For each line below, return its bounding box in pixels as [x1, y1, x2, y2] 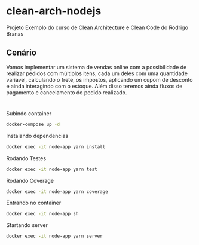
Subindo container [6, 109, 52, 117]
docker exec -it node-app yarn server [6, 233, 103, 240]
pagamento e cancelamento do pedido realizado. [6, 88, 127, 96]
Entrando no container [6, 199, 62, 207]
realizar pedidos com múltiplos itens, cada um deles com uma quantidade [6, 70, 188, 77]
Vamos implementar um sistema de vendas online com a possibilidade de [6, 63, 187, 71]
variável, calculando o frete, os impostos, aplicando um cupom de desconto [6, 76, 193, 83]
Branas [6, 30, 24, 37]
